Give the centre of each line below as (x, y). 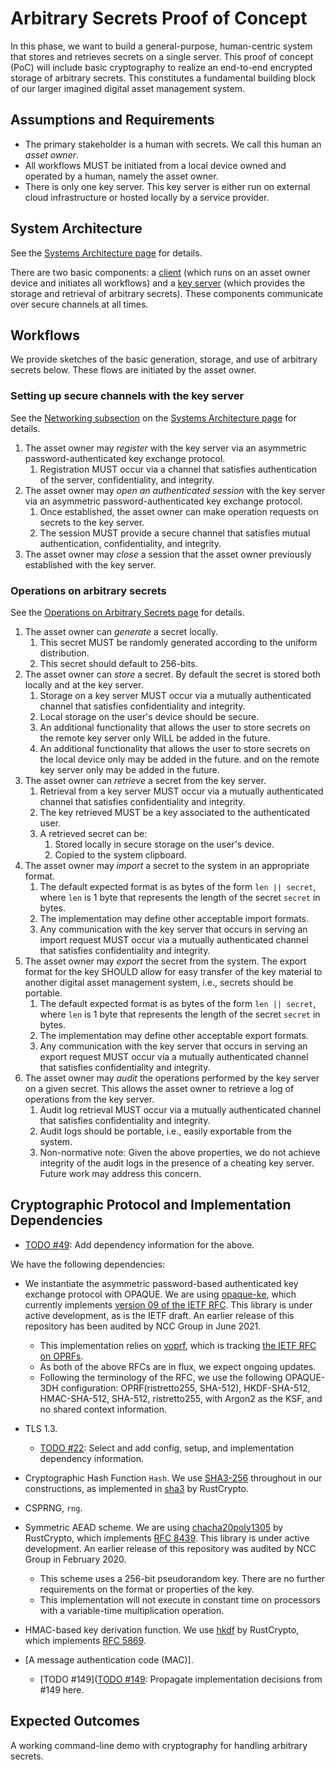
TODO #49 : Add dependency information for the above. (139, 1244)
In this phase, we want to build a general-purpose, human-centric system (161, 46)
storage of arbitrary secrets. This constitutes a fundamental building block (163, 78)
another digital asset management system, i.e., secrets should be (159, 982)
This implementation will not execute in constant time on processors (180, 1599)
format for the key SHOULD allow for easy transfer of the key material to (173, 971)
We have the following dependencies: (88, 1264)
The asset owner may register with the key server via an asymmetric (165, 448)
